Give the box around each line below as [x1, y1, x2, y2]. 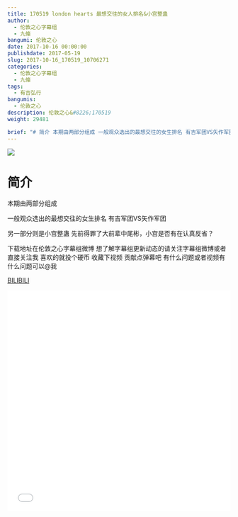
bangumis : [7, 96, 37, 103]
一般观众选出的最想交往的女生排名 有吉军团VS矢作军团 [7, 214, 166, 223]
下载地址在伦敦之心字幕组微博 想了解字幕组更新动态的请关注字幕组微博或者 [7, 244, 227, 253]
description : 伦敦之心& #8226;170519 [7, 109, 111, 116]
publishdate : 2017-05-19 [7, 50, 81, 57]
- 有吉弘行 [13, 89, 42, 96]
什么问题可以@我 [7, 262, 57, 271]
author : [7, 17, 30, 24]
